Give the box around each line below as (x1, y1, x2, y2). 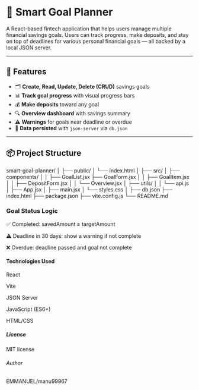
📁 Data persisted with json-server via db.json (14, 124, 128, 131)
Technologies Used (6, 258, 55, 265)
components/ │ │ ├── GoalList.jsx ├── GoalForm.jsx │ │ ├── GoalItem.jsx (6, 173, 190, 180)
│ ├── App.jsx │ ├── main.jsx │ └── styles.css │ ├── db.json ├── (6, 185, 173, 193)
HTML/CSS (6, 317, 34, 325)
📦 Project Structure (6, 148, 82, 158)
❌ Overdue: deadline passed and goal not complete (6, 244, 132, 251)
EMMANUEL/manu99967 (6, 378, 68, 385)
